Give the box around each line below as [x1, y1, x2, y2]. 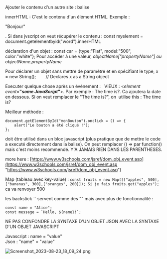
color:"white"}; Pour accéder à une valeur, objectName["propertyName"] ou [5, 53, 162, 59]
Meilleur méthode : [5, 109, 44, 115]
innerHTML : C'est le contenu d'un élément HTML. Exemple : [5, 14, 130, 19]
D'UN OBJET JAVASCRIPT [5, 224, 60, 230]
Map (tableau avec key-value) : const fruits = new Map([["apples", [5, 176, 146, 182]
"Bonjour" [5, 23, 26, 29]
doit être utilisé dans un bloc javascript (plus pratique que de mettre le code [5, 136, 161, 141]
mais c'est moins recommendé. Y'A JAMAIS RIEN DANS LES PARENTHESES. [5, 146, 163, 152]
